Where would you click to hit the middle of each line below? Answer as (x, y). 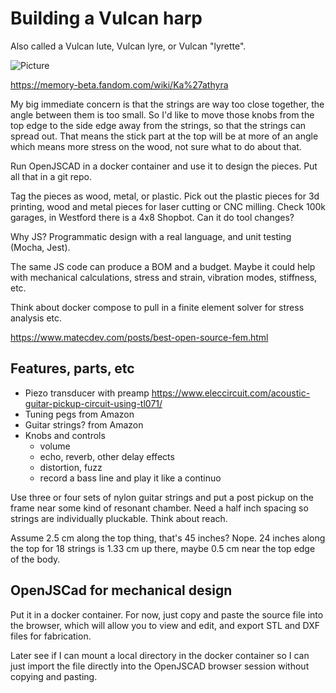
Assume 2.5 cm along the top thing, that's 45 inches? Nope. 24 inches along (168, 538)
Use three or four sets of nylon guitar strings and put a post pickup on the (162, 497)
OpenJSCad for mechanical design (121, 590)
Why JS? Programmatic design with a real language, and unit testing (151, 236)
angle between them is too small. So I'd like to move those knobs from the (162, 114)
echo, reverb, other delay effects (107, 456)
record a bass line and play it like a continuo (130, 478)
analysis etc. (36, 318)
